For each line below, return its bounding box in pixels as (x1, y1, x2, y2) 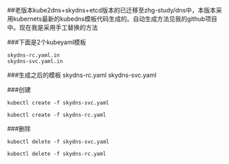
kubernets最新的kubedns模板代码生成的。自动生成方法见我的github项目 (12, 15, 218, 23)
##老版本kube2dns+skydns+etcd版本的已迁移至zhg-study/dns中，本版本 (7, 6, 217, 14)
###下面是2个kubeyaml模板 (7, 38, 86, 46)
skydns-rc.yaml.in (7, 52, 60, 59)
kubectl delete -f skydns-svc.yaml (7, 138, 110, 145)
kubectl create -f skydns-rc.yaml (7, 111, 107, 118)
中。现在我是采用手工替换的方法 (7, 24, 98, 31)
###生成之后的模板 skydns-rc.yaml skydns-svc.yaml (7, 71, 157, 79)
